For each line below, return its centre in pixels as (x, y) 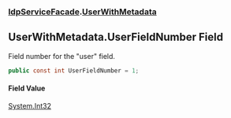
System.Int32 (30, 105)
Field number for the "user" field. (62, 56)
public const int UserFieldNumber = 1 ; (74, 70)
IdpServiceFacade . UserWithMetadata (82, 12)
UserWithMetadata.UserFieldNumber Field (115, 37)
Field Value (27, 88)
